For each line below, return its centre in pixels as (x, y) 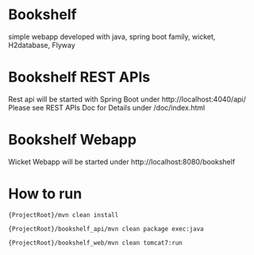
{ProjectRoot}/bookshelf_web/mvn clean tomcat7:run (95, 243)
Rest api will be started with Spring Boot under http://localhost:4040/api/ (127, 99)
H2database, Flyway (42, 44)
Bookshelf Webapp (73, 140)
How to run (45, 194)
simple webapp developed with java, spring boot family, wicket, (112, 37)
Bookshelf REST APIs (79, 77)
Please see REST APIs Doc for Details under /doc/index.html (107, 107)
